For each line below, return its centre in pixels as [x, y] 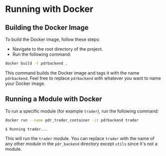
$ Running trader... [27, 129]
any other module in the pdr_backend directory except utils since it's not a [81, 144]
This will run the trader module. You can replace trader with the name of [80, 139]
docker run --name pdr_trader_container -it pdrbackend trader [72, 120]
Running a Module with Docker [54, 99]
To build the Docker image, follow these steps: [53, 39]
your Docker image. [25, 83]
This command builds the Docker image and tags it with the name [72, 73]
